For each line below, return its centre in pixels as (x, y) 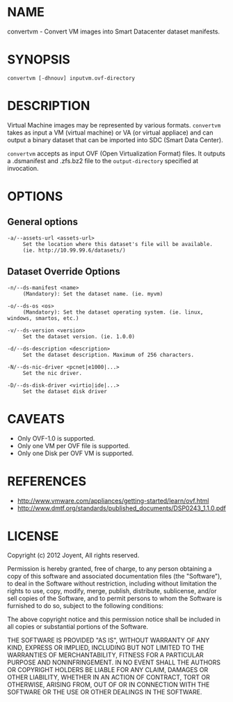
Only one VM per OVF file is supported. (73, 445)
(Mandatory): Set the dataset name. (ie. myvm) (93, 293)
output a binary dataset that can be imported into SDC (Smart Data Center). (115, 139)
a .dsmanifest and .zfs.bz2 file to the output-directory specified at (103, 160)
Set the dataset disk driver (65, 391)
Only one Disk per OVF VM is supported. (75, 453)
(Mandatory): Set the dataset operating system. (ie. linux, (113, 312)
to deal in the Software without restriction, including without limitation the (112, 583)
